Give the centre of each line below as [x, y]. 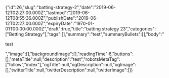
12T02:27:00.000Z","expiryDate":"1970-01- [50, 23]
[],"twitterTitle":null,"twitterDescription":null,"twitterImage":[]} [69, 70]
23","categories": [138, 29]
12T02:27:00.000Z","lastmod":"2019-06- [48, 13]
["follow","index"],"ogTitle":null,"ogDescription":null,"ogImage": [71, 65]
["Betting [15, 34]
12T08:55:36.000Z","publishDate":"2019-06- [52, 18]
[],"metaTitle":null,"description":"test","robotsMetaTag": [63, 59]
